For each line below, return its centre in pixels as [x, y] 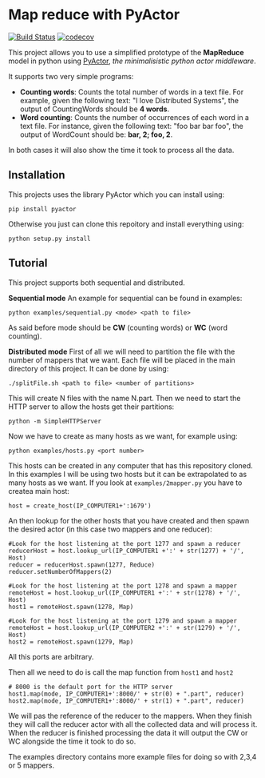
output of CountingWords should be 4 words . [95, 109]
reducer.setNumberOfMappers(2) [60, 571]
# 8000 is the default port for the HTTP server [91, 687]
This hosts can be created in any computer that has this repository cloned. [131, 465]
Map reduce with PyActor [94, 15]
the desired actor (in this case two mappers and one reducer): [111, 529]
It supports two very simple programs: [71, 76]
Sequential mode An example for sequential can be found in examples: [125, 298]
